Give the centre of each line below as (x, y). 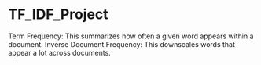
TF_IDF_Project (58, 14)
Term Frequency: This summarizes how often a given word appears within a (131, 36)
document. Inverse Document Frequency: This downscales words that (122, 44)
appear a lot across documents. (60, 52)
